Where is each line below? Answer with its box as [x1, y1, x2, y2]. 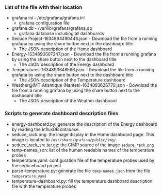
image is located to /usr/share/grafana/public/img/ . [11, 136, 117, 142]
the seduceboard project [11, 162, 61, 168]
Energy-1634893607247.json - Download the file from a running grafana [11, 51, 156, 57]
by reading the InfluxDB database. [11, 126, 80, 132]
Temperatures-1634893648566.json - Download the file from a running [11, 67, 155, 73]
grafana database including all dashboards [18, 31, 104, 37]
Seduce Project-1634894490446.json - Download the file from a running [11, 36, 158, 41]
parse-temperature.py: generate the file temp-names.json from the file [11, 168, 150, 174]
